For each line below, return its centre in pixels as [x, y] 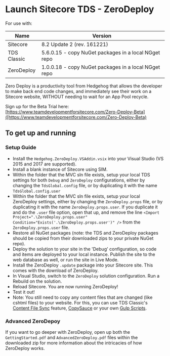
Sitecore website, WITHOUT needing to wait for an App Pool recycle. [77, 97]
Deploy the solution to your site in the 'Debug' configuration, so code [84, 249]
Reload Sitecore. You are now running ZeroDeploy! [65, 286]
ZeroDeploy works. [25, 348]
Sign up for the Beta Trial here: [37, 106]
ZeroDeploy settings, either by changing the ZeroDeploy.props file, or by [88, 201]
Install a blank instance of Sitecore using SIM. [60, 169]
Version [102, 35]
